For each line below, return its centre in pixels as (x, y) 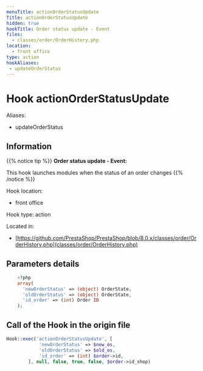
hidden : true (23, 23)
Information (29, 146)
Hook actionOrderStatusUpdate (88, 99)
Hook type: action (29, 215)
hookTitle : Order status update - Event (58, 29)
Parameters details (43, 264)
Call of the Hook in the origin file (68, 325)
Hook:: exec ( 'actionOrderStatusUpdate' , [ (60, 339)
